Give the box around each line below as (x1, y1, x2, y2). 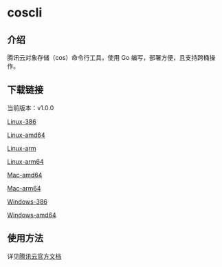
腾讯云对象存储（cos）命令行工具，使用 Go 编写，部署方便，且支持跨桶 (7, 54, 210, 61)
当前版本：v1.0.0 (7, 103, 54, 111)
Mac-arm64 (7, 184, 41, 192)
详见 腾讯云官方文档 (7, 252, 62, 260)
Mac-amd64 (7, 171, 43, 179)
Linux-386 (7, 117, 36, 125)
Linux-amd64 (7, 131, 46, 139)
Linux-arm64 (7, 157, 44, 166)
